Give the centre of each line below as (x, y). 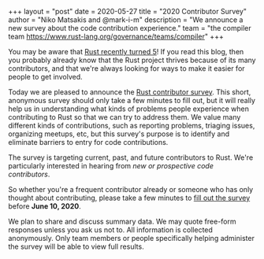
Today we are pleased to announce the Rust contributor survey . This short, (130, 92)
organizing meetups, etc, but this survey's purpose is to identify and (119, 134)
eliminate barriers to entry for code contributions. (88, 142)
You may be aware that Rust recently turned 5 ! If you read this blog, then (126, 52)
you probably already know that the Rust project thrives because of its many (132, 60)
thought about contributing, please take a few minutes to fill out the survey (129, 198)
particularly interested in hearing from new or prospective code (111, 166)
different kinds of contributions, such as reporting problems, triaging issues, (132, 126)
